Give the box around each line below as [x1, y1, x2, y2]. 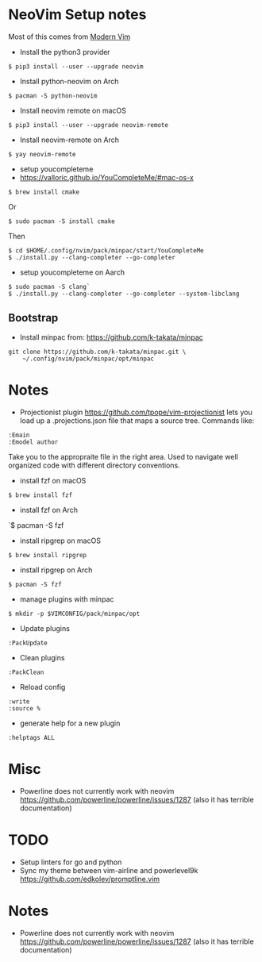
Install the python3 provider [19, 47, 110, 56]
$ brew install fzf [8, 491, 73, 499]
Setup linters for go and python [19, 857, 122, 867]
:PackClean [8, 668, 44, 676]
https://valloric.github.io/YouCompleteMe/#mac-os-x [19, 172, 195, 182]
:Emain [8, 431, 30, 439]
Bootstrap [8, 311, 59, 325]
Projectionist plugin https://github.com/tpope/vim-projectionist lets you [19, 407, 252, 417]
